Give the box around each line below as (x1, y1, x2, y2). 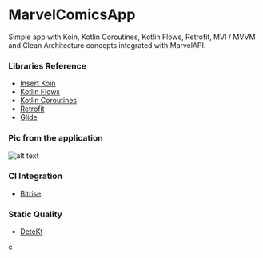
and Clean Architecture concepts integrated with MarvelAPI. (8, 40, 206, 50)
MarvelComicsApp (8, 6, 136, 24)
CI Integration (8, 170, 62, 181)
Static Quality (8, 208, 62, 220)
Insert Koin (19, 78, 56, 89)
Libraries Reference (8, 60, 86, 71)
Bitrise (19, 189, 42, 198)
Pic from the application (8, 133, 103, 144)
